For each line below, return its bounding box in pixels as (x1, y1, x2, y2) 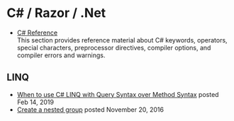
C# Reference (16, 28, 58, 37)
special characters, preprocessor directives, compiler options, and (16, 43, 211, 52)
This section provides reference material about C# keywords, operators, (16, 35, 228, 44)
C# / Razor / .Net (6, 5, 106, 21)
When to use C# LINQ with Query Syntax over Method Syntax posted (16, 90, 219, 98)
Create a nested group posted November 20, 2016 (16, 105, 165, 114)
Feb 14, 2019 (16, 98, 55, 106)
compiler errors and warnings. (16, 51, 106, 59)
